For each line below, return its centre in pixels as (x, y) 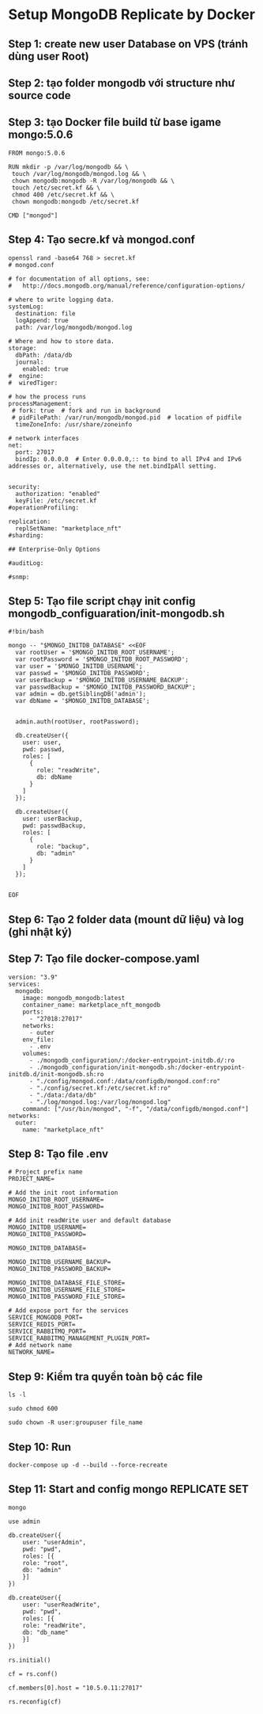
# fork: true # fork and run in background (86, 410)
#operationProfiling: (44, 508)
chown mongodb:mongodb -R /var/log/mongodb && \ (93, 181)
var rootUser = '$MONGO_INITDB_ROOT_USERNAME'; (95, 653)
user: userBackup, (53, 819)
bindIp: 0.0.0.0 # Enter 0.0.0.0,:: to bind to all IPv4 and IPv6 (129, 459)
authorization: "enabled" (58, 494)
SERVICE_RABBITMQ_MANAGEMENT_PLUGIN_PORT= (79, 1338)
